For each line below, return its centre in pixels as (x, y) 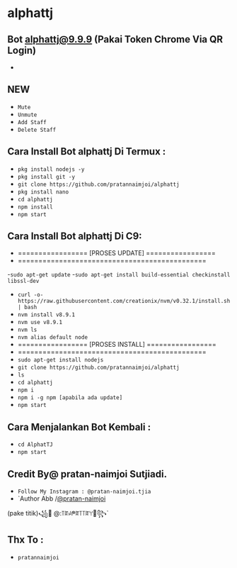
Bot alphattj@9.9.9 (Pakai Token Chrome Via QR (115, 39)
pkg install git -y (46, 177)
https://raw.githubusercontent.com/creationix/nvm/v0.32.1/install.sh (124, 301)
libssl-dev (23, 282)
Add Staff (32, 122)
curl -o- (30, 295)
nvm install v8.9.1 (46, 315)
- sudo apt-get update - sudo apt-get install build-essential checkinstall (119, 274)
